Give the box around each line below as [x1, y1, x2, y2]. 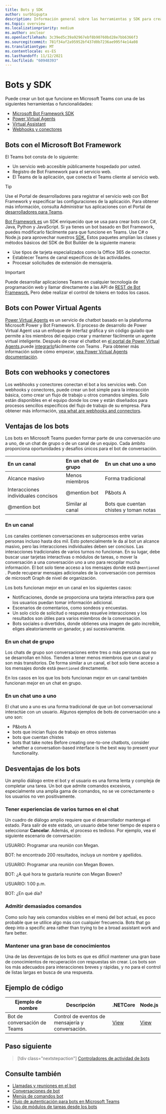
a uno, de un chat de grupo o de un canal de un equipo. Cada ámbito [5, 441, 146, 446]
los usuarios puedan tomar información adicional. [12, 599, 113, 605]
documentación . [5, 354, 39, 360]
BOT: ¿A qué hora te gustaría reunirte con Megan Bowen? [5, 871, 123, 877]
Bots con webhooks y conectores [5, 368, 110, 377]
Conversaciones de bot [12, 1088, 60, 1094]
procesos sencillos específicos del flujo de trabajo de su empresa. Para [5, 402, 151, 408]
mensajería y [54, 1019, 84, 1026]
